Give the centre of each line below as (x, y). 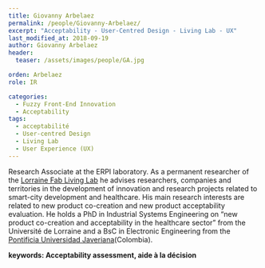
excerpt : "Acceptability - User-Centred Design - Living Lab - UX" (123, 30)
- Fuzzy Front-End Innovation (65, 104)
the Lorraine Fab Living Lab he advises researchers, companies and (120, 180)
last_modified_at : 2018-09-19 (59, 38)
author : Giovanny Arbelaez (53, 46)
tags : (17, 119)
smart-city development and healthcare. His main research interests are (127, 197)
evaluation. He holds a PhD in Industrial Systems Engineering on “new (123, 214)
